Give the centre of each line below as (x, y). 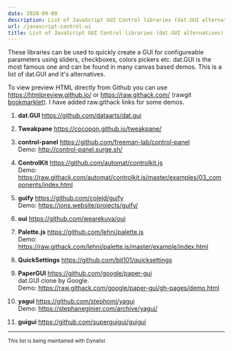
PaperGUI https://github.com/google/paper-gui (85, 273)
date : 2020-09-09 (33, 13)
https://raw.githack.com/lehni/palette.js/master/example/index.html (113, 247)
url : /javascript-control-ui (50, 26)
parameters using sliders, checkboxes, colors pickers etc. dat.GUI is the (110, 60)
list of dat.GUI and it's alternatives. (57, 74)
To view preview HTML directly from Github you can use (88, 87)
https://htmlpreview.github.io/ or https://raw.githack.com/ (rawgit (100, 95)
